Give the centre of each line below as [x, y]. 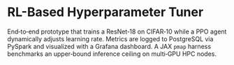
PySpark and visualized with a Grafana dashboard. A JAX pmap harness [109, 46]
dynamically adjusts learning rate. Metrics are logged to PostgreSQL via [110, 38]
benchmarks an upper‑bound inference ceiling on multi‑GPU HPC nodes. [112, 54]
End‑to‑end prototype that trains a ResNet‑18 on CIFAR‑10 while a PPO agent [117, 31]
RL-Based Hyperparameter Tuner [105, 12]
